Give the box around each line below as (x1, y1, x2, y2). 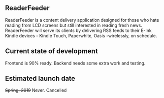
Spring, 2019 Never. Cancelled (5, 87, 67, 93)
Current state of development (5, 47, 98, 56)
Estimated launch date (5, 74, 75, 83)
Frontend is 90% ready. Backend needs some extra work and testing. (5, 60, 146, 66)
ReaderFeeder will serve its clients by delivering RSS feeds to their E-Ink (5, 27, 152, 33)
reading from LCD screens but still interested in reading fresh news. (5, 22, 142, 28)
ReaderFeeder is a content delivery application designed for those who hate (5, 17, 159, 23)
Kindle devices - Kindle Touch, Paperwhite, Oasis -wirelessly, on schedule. (5, 33, 157, 38)
